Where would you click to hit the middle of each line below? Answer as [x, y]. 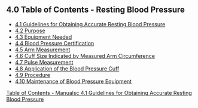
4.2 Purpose [30, 30]
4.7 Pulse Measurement [44, 62]
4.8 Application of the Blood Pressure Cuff [67, 69]
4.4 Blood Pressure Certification [54, 43]
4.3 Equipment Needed [43, 37]
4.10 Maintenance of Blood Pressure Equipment [73, 81]
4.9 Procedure [33, 75]
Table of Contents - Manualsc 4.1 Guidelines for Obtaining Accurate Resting [99, 92]
